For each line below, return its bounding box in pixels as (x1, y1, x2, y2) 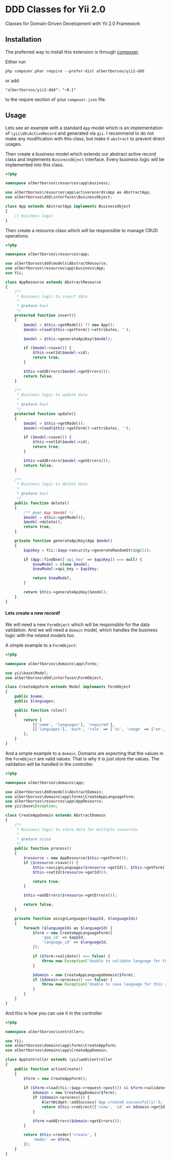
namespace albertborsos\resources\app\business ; (5, 181, 110, 186)
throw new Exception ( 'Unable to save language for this (41, 982, 163, 987)
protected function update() (14, 411, 76, 416)
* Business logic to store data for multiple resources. (16, 827, 140, 832)
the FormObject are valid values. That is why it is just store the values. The (5, 755, 159, 762)
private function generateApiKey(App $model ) (14, 538, 113, 544)
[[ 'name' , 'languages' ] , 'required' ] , (32, 722, 115, 727)
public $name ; (14, 694, 44, 699)
